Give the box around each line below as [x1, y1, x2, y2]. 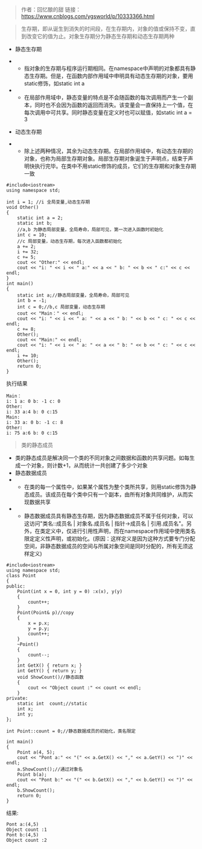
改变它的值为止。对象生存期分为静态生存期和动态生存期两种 [26, 33, 175, 40]
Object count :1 [6, 827, 47, 833]
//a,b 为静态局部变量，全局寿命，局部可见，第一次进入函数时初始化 [17, 226, 164, 232]
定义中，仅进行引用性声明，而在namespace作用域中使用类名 [45, 528, 196, 534]
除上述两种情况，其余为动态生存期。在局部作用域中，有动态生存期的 [24, 147, 194, 155]
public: [6, 583, 26, 589]
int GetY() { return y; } [17, 668, 83, 674]
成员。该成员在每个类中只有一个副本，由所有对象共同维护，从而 [29, 491, 188, 498]
